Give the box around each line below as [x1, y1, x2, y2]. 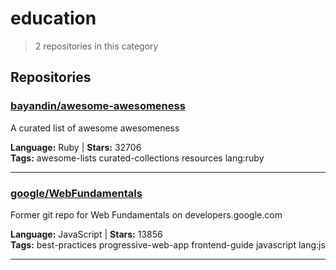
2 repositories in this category [34, 40, 159, 52]
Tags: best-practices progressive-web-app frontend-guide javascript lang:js [10, 238, 326, 251]
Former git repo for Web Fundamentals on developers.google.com [10, 208, 283, 221]
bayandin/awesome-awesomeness [10, 99, 186, 113]
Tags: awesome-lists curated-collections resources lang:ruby [10, 152, 265, 164]
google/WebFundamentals [10, 186, 143, 200]
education [10, 7, 97, 30]
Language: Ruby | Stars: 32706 [10, 141, 142, 153]
